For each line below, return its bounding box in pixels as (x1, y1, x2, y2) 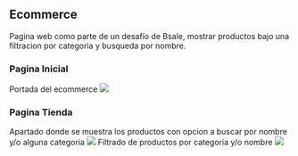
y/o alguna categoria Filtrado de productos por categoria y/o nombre (9, 137, 273, 148)
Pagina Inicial (9, 62, 69, 75)
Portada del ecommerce (9, 84, 98, 94)
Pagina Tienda (9, 106, 73, 119)
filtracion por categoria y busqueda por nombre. (9, 40, 186, 51)
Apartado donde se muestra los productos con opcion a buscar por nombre (9, 127, 288, 137)
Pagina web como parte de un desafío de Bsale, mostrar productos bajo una (9, 30, 290, 41)
